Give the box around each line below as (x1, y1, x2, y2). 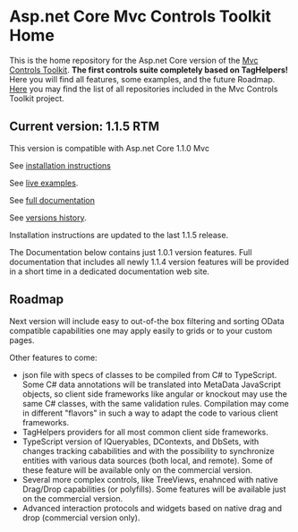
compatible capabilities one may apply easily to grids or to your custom (9, 325, 273, 336)
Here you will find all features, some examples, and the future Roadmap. (9, 73, 276, 84)
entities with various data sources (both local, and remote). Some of (21, 455, 273, 466)
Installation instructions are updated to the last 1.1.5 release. (9, 229, 229, 240)
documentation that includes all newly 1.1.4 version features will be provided (9, 256, 289, 267)
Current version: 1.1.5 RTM (9, 119, 159, 134)
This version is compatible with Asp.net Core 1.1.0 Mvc (9, 142, 210, 153)
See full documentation (9, 194, 96, 205)
